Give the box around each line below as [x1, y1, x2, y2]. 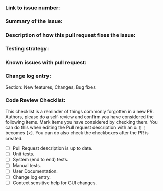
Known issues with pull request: [5, 59, 87, 66]
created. [5, 135, 23, 142]
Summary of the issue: [5, 17, 63, 24]
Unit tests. [12, 151, 35, 157]
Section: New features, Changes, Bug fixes [5, 84, 96, 90]
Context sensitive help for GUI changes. [12, 180, 97, 186]
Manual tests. [12, 162, 41, 169]
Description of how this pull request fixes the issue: [5, 31, 136, 38]
